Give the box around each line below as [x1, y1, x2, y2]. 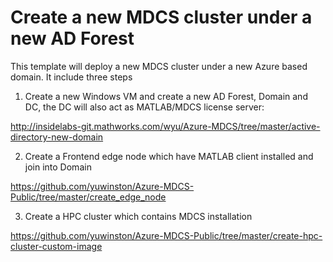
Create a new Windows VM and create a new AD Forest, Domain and [24, 90, 308, 102]
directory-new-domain [10, 131, 104, 143]
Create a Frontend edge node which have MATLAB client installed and [24, 150, 314, 162]
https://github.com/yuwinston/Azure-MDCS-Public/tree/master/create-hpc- [10, 229, 323, 241]
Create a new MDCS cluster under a [10, 6, 313, 29]
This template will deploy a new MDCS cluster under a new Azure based [10, 60, 308, 72]
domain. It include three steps [10, 71, 133, 83]
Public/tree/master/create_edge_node [10, 191, 167, 203]
